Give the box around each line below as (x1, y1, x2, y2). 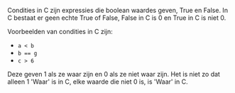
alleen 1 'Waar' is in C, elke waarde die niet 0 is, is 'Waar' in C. (7, 77, 188, 86)
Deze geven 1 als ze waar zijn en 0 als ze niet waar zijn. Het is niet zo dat (7, 70, 220, 78)
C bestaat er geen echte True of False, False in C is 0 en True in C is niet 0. (7, 13, 226, 22)
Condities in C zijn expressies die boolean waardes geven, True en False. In (7, 6, 229, 14)
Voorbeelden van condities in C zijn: (7, 28, 113, 35)
